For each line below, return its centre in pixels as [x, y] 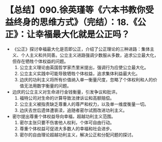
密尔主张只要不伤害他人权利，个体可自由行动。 [67, 122]
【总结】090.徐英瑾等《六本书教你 [75, 10]
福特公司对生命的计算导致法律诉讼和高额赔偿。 [67, 98]
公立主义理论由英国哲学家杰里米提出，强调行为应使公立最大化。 [84, 67]
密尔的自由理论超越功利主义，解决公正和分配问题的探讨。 [78, 135]
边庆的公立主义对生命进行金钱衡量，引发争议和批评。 [66, 92]
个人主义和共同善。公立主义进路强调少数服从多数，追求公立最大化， [90, 55]
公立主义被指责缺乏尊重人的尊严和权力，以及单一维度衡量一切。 [84, 104]
